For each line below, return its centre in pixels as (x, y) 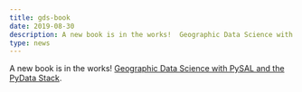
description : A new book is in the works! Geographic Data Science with (151, 34)
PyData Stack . (36, 78)
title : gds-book (40, 18)
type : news (30, 43)
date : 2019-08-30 (42, 26)
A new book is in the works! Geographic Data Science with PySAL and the (147, 69)
